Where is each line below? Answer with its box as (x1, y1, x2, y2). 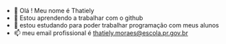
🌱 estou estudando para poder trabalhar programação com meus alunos (13, 21, 219, 29)
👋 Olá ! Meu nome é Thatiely (13, 7, 94, 14)
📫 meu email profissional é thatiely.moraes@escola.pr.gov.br (13, 29, 188, 37)
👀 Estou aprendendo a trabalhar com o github (13, 14, 143, 22)
